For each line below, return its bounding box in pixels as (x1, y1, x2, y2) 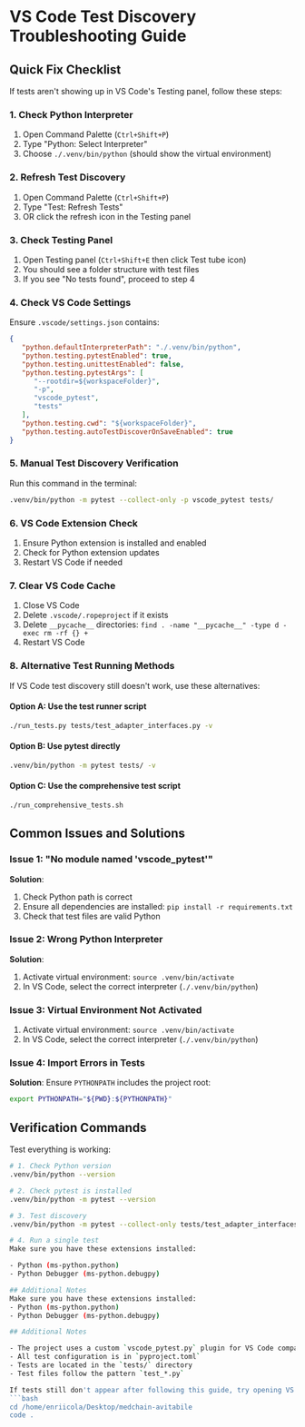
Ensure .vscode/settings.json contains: (9, 317, 161, 328)
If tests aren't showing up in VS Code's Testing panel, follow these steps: (9, 86, 283, 96)
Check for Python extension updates (22, 547, 161, 558)
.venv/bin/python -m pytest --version (9, 1195, 156, 1204)
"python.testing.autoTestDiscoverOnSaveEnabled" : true (21, 427, 233, 437)
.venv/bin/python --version (9, 1170, 116, 1179)
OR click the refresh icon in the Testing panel (22, 211, 192, 221)
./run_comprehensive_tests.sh (9, 801, 124, 810)
